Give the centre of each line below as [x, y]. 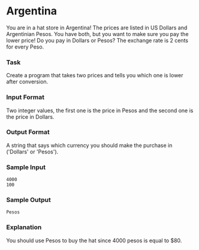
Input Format [25, 97]
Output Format [28, 132]
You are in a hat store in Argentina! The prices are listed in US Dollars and [97, 28]
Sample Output [28, 200]
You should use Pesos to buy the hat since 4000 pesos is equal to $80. [94, 240]
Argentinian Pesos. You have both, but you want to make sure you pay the [97, 34]
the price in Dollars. [30, 117]
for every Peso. [25, 47]
